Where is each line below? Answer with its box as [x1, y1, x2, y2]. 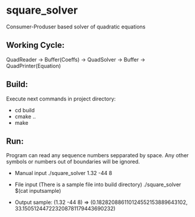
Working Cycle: [6, 40, 65, 50]
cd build [14, 106, 35, 114]
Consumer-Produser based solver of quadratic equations [6, 23, 146, 30]
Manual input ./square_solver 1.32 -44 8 [14, 170, 113, 177]
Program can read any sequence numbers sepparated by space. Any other [6, 152, 189, 159]
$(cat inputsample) [14, 187, 61, 195]
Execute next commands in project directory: [6, 95, 116, 102]
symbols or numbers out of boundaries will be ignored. [6, 158, 140, 166]
